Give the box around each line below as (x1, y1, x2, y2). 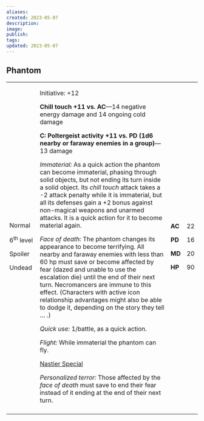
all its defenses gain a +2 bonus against (39, 198, 153, 207)
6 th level (9, 235, 33, 245)
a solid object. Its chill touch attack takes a (39, 183, 161, 192)
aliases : (6, 9, 29, 15)
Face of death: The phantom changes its (39, 235, 155, 243)
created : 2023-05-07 (6, 15, 59, 21)
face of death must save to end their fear (39, 381, 157, 389)
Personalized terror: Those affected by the (39, 373, 161, 381)
